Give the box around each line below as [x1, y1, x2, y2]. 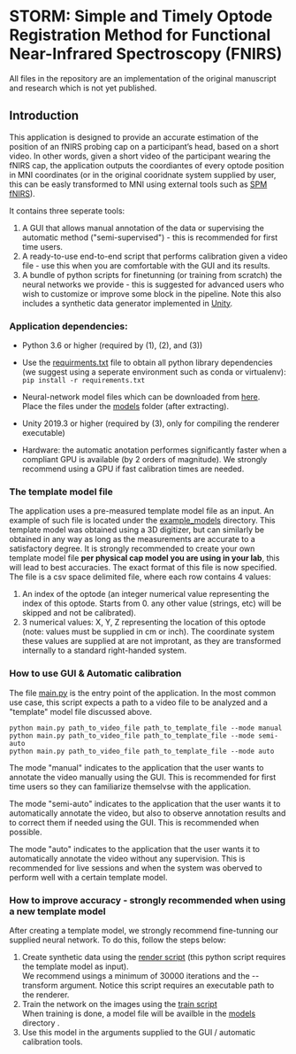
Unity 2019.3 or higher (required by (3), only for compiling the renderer [21, 418, 280, 429]
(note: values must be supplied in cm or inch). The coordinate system [21, 626, 276, 637]
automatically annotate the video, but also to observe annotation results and [9, 808, 286, 818]
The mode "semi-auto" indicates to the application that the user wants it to [9, 798, 281, 809]
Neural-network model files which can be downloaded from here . [21, 391, 261, 402]
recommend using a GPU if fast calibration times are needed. [21, 463, 245, 475]
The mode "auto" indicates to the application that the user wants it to [9, 843, 261, 854]
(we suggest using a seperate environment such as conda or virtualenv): [21, 367, 286, 377]
